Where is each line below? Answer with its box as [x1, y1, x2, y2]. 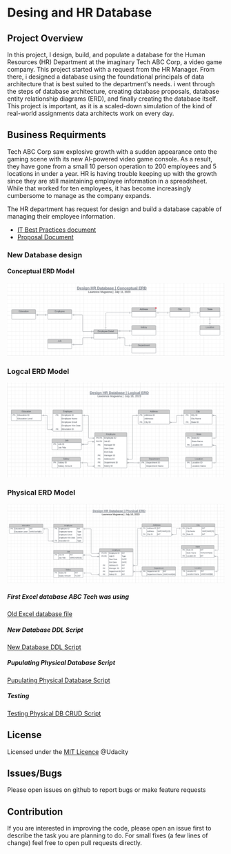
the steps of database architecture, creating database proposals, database [7, 88, 219, 95]
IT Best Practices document [17, 226, 97, 234]
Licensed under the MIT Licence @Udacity [7, 747, 129, 756]
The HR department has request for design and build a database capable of [7, 205, 222, 213]
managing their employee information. [7, 212, 116, 220]
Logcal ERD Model [7, 366, 70, 376]
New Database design [7, 250, 83, 259]
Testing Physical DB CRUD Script [7, 709, 101, 717]
